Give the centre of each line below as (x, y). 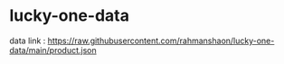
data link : (28, 41)
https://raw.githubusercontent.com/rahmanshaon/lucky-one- (161, 41)
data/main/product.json (53, 50)
